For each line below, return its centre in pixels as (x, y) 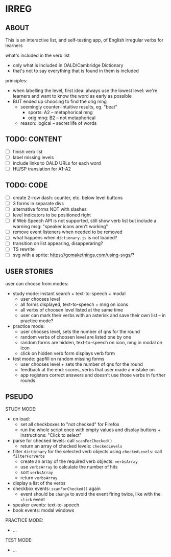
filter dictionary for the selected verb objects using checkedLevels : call (87, 452)
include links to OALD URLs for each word (57, 163)
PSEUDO (19, 397)
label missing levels (33, 157)
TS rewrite (23, 249)
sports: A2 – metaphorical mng (60, 112)
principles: (16, 81)
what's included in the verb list (38, 55)
